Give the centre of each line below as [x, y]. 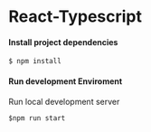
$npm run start [37, 118]
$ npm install [35, 61]
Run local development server [64, 101]
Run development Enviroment [66, 81]
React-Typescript [75, 17]
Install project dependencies [63, 42]
